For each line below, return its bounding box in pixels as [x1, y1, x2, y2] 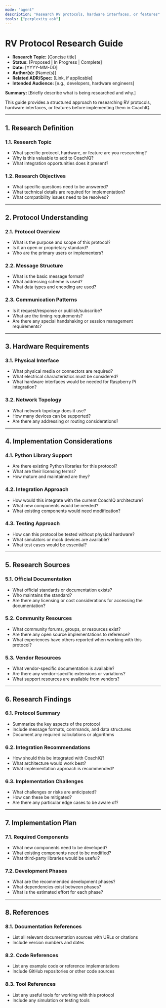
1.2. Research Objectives [5, 173, 66, 179]
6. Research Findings [5, 695, 72, 703]
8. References [5, 908, 49, 917]
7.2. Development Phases [5, 868, 68, 875]
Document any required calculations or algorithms [12, 731, 115, 737]
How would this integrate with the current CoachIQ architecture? [12, 497, 144, 503]
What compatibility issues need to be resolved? [12, 194, 109, 200]
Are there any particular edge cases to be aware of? [12, 799, 119, 806]
